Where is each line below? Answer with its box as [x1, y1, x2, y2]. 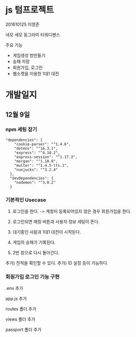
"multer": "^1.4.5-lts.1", [14, 163, 69, 168]
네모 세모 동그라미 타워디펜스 [5, 32, 60, 37]
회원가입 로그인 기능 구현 [5, 273, 60, 280]
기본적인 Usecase [5, 196, 47, 203]
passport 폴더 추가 [5, 327, 42, 333]
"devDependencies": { [10, 176, 54, 180]
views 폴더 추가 [5, 317, 35, 322]
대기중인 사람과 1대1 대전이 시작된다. [12, 229, 82, 235]
